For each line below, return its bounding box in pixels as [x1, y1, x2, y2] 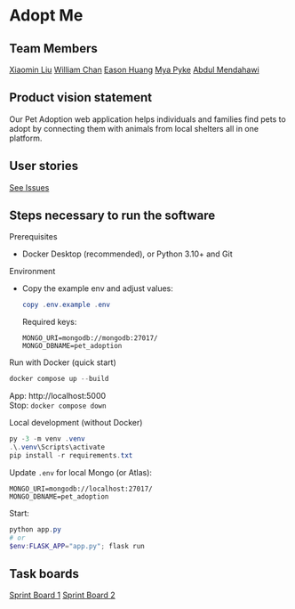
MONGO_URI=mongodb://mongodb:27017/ [21, 334, 158, 343]
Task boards [9, 566, 80, 581]
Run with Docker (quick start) [9, 357, 117, 368]
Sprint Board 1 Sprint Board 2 [9, 589, 116, 601]
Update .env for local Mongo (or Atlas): [9, 467, 153, 477]
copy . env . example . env [21, 300, 111, 310]
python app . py [9, 524, 62, 534]
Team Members [9, 41, 98, 56]
